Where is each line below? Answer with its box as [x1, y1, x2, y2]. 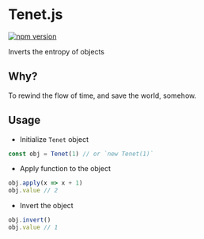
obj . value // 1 [8, 223, 59, 232]
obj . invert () [8, 216, 51, 224]
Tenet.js [8, 6, 63, 24]
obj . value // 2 [8, 187, 59, 195]
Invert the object [19, 201, 74, 211]
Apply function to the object [19, 164, 111, 174]
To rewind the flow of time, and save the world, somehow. [8, 91, 197, 100]
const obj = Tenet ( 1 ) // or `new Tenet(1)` [8, 150, 154, 158]
